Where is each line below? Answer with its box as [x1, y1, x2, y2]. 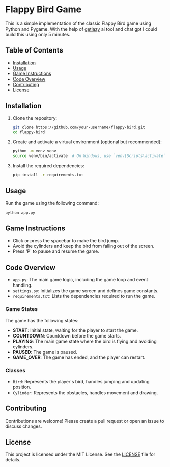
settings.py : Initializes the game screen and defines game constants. [12, 288, 159, 294]
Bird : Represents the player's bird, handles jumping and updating [12, 378, 150, 384]
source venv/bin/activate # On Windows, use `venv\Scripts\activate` [12, 153, 166, 159]
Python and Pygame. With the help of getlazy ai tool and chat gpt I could [5, 25, 157, 32]
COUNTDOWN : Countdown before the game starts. [12, 332, 121, 339]
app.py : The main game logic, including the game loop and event [12, 277, 149, 283]
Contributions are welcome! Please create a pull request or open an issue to [5, 418, 164, 424]
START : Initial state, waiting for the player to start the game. [12, 327, 138, 333]
